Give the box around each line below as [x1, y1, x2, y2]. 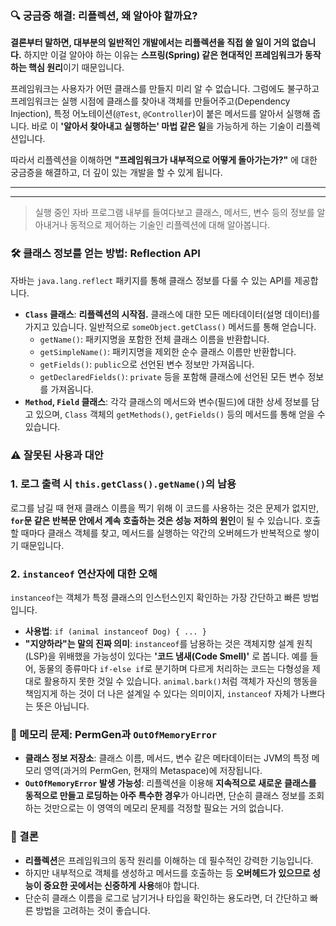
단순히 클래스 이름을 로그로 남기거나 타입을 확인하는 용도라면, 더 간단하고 [24, 892, 308, 904]
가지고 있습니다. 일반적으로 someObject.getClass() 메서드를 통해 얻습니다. [24, 320, 317, 332]
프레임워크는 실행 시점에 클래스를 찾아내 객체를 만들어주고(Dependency [10, 95, 291, 107]
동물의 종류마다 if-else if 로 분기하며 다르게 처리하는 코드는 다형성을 [38, 663, 310, 675]
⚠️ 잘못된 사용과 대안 [10, 448, 104, 462]
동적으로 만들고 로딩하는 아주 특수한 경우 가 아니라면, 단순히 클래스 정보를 [24, 790, 307, 802]
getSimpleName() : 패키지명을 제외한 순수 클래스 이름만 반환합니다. [39, 345, 297, 357]
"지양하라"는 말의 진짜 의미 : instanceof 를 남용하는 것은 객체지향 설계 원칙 [24, 638, 313, 650]
